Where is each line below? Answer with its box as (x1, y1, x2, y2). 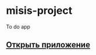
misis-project (6, 4, 73, 17)
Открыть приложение (6, 40, 90, 50)
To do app (6, 23, 31, 30)
